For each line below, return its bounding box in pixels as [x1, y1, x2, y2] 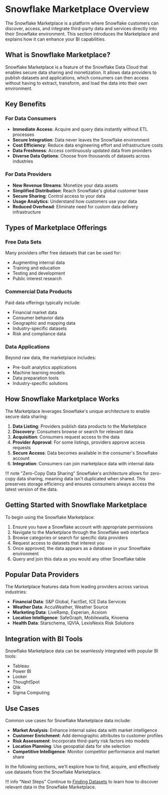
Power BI [12, 669, 32, 675]
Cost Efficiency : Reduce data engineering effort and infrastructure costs [12, 142, 163, 149]
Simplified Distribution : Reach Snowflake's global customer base [12, 187, 148, 194]
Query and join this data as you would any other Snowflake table [12, 556, 146, 562]
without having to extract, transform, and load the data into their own [5, 80, 147, 86]
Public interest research [12, 276, 62, 282]
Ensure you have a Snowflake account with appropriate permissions [12, 523, 153, 530]
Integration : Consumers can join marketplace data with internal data [12, 460, 154, 466]
